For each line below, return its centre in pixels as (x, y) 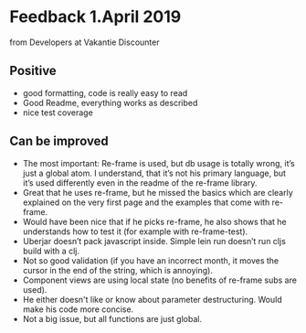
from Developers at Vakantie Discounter (84, 42)
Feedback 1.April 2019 (95, 17)
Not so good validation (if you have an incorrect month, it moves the (151, 260)
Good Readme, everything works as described (110, 102)
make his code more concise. (78, 309)
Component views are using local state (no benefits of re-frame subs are (159, 280)
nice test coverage (58, 113)
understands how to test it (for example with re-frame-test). (135, 231)
